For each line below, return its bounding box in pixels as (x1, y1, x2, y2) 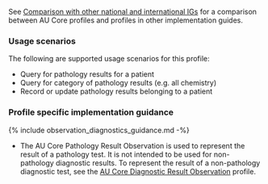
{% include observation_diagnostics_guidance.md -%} (8, 125, 190, 135)
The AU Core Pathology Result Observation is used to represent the (19, 140, 245, 150)
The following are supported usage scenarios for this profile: (8, 54, 210, 64)
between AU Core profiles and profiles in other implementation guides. (8, 15, 244, 25)
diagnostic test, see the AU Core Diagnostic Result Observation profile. (19, 166, 257, 176)
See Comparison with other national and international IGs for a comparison (8, 7, 257, 16)
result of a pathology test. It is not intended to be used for (19, 149, 212, 159)
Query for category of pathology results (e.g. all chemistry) (19, 78, 217, 88)
